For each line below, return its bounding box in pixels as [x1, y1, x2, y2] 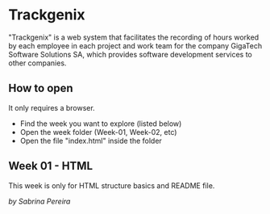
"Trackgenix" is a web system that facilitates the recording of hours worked [8, 32, 260, 42]
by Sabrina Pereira [8, 196, 71, 206]
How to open [8, 82, 74, 95]
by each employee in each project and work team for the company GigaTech [8, 40, 263, 50]
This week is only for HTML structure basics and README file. [8, 180, 215, 191]
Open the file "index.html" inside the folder [19, 136, 163, 145]
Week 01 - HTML [8, 159, 93, 173]
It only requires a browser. [8, 103, 95, 112]
